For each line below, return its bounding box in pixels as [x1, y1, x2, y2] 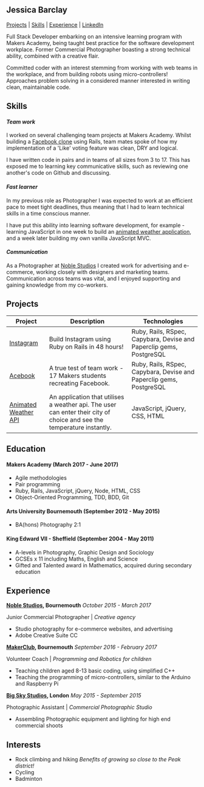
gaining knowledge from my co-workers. [6, 281, 108, 289]
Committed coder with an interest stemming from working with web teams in [6, 64, 198, 71]
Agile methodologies [15, 474, 67, 481]
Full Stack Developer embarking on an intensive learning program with [6, 33, 182, 40]
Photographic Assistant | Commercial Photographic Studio [6, 704, 153, 711]
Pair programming [15, 481, 61, 488]
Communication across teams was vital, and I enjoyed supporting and [6, 275, 181, 282]
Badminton [15, 775, 42, 783]
